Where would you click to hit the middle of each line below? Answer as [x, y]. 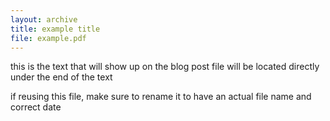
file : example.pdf [48, 38]
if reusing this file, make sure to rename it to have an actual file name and [161, 97]
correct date [36, 107]
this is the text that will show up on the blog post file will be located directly [165, 67]
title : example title [55, 29]
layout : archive [44, 19]
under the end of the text [61, 77]
